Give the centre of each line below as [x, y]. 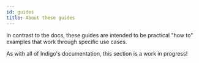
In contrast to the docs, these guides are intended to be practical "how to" [100, 35]
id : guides [20, 12]
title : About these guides [41, 18]
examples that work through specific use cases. [67, 42]
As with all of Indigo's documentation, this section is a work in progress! [97, 53]
